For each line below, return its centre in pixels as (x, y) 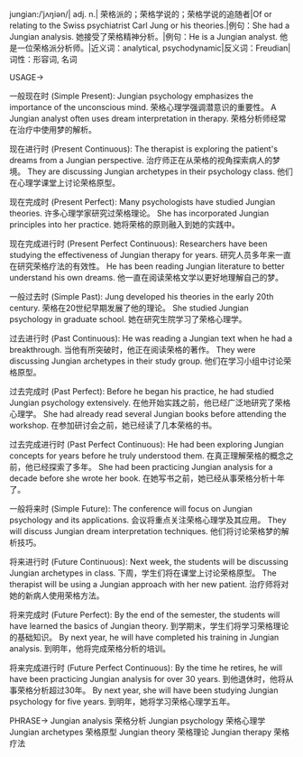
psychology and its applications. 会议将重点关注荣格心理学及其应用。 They (148, 520)
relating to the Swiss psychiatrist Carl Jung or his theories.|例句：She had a (150, 25)
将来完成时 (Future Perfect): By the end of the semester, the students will (145, 614)
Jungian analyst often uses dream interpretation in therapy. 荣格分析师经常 (148, 118)
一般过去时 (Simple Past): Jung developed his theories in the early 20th (142, 296)
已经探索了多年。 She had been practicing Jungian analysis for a (153, 467)
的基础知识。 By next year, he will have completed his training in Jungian (144, 637)
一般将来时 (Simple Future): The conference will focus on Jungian (131, 508)
